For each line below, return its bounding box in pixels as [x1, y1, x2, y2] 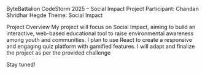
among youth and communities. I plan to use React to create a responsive [6, 36, 192, 43]
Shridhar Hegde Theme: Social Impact [6, 12, 103, 19]
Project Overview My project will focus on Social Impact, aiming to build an [6, 24, 196, 30]
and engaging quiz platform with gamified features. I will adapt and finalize [6, 42, 195, 50]
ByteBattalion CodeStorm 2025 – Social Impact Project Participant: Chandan [6, 5, 199, 12]
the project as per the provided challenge [6, 49, 111, 56]
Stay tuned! [6, 61, 36, 68]
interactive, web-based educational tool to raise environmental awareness [6, 30, 194, 37]
